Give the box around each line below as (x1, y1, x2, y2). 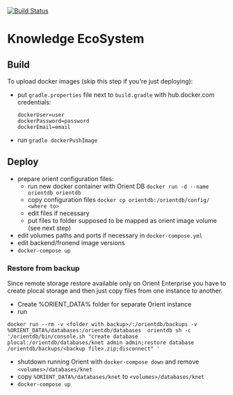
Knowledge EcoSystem (7, 31, 145, 47)
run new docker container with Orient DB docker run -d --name (27, 182, 209, 190)
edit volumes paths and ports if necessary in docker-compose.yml (17, 231, 203, 240)
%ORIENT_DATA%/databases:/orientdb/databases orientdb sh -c (7, 327, 191, 334)
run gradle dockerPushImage (17, 136, 98, 144)
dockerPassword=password (17, 118, 90, 125)
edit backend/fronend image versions (17, 238, 125, 247)
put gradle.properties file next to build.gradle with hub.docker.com (17, 91, 215, 99)
